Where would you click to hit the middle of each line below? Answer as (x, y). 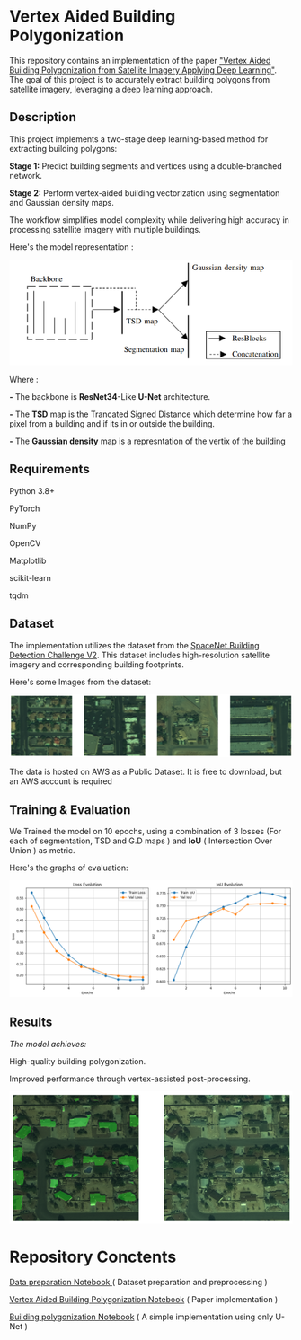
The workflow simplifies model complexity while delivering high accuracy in (150, 220)
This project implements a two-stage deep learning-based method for (139, 139)
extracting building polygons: (63, 148)
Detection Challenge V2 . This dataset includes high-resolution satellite (140, 655)
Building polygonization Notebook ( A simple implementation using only (142, 1317)
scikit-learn (30, 577)
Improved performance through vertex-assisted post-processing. (130, 1079)
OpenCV (25, 543)
